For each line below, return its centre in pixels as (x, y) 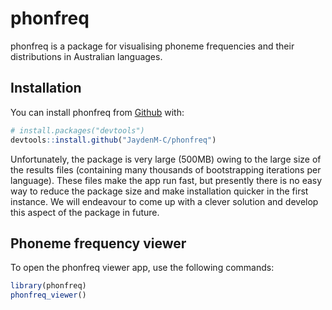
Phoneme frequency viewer (98, 243)
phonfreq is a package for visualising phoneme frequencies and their (152, 46)
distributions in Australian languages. (86, 56)
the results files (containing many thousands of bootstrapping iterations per (166, 169)
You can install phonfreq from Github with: (97, 112)
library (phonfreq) (48, 286)
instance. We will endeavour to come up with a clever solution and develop (164, 201)
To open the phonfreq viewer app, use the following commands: (142, 268)
